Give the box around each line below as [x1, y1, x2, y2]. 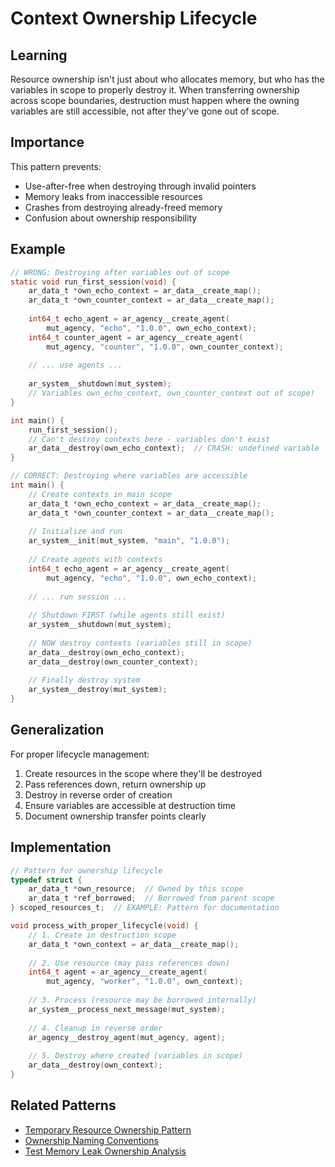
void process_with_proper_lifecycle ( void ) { [10, 921, 199, 931]
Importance [10, 134, 85, 151]
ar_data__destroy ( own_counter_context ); [28, 657, 199, 667]
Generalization [10, 722, 105, 739]
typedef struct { [10, 875, 83, 885]
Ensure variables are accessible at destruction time [24, 799, 236, 811]
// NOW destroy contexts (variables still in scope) [28, 638, 253, 648]
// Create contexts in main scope [28, 489, 172, 499]
